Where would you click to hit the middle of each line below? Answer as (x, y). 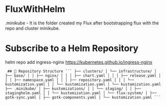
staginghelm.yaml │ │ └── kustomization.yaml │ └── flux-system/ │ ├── (81, 93)
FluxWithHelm (35, 9)
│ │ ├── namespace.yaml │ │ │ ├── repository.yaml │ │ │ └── (70, 80)
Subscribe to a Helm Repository (72, 49)
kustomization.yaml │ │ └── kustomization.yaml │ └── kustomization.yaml (83, 84)
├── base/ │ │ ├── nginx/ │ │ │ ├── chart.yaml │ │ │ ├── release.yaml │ (83, 76)
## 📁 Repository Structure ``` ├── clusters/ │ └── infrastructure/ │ (82, 71)
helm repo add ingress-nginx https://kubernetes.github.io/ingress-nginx (79, 62)
